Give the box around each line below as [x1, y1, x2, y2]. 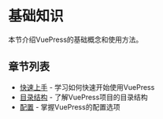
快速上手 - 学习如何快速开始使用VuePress [19, 82, 155, 91]
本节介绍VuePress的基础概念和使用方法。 [8, 35, 143, 44]
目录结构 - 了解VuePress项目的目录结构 [19, 92, 148, 102]
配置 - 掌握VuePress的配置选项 [19, 102, 120, 111]
